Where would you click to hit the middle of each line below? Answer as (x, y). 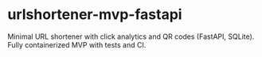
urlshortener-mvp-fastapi (95, 15)
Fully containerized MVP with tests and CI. (77, 44)
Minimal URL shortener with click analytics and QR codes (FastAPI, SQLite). (131, 36)
